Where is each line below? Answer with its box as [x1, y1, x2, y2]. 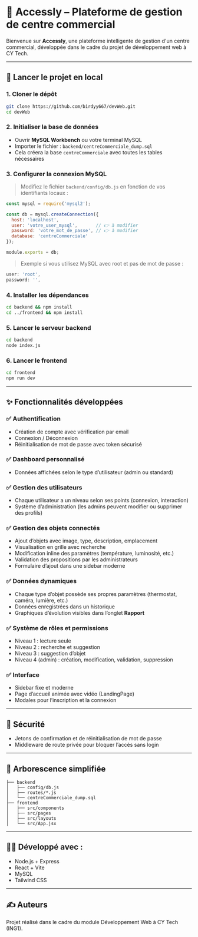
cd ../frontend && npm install [6, 309, 83, 316]
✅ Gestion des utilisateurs [6, 483, 82, 491]
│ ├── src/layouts [6, 815, 57, 821]
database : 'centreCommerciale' [11, 233, 88, 239]
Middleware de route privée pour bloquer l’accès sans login [14, 741, 159, 749]
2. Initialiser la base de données [6, 123, 99, 131]
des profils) [14, 509, 43, 516]
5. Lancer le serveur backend [6, 323, 91, 332]
